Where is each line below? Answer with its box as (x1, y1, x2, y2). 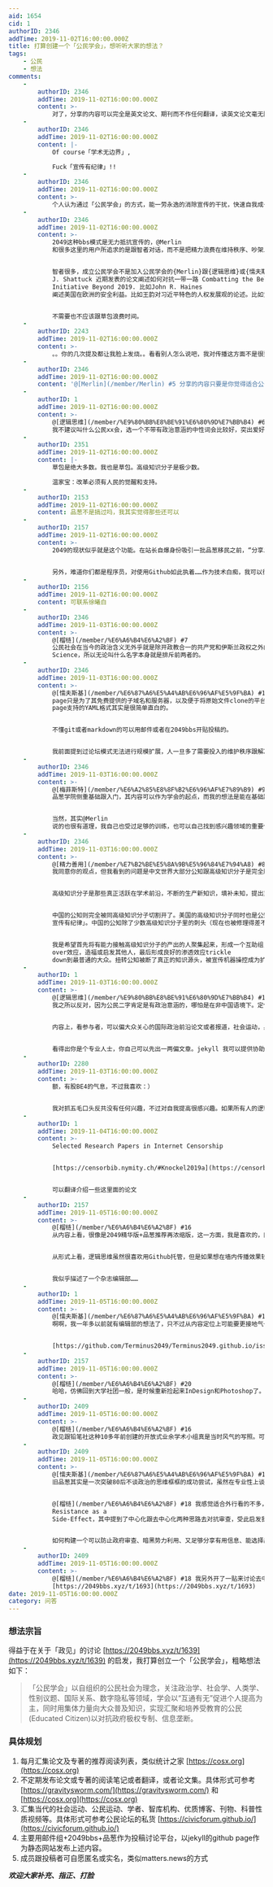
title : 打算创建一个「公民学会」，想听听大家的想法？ (8, 42, 164, 50)
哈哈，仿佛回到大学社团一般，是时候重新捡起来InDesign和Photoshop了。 (51, 1388, 266, 1396)
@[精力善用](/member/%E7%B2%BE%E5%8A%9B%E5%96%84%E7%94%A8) (51, 860, 255, 869)
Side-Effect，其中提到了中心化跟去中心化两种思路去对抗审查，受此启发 (51, 1514, 262, 1523)
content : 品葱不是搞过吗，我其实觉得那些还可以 (37, 508, 180, 516)
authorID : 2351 (37, 441, 89, 449)
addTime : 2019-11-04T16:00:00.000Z (37, 1127, 158, 1135)
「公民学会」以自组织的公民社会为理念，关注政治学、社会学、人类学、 (28, 1683, 264, 1693)
